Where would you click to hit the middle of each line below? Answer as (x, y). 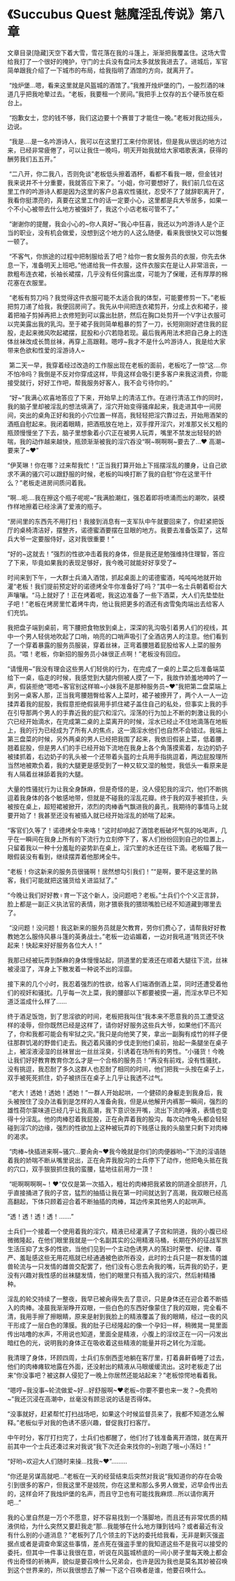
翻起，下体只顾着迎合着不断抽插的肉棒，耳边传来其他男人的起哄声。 (111, 1201)
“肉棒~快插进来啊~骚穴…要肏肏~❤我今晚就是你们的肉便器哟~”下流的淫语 (114, 1151)
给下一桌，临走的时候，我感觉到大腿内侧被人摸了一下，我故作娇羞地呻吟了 (114, 677)
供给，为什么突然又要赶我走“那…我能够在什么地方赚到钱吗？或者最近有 (115, 1526)
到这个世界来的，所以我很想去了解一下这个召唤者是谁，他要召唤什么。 (108, 1570)
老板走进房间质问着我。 (56, 482)
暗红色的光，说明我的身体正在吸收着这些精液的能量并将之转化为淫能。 (108, 1342)
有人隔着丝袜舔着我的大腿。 (47, 774)
